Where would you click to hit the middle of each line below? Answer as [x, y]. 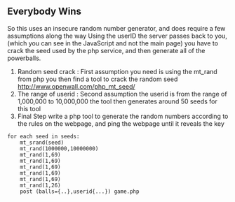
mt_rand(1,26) [40, 185]
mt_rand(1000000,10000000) [59, 149]
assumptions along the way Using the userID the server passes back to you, [117, 36]
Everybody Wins [45, 12]
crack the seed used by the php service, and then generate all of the [106, 50]
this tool [29, 108]
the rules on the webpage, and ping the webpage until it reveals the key [121, 123]
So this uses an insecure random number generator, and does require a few [116, 28]
